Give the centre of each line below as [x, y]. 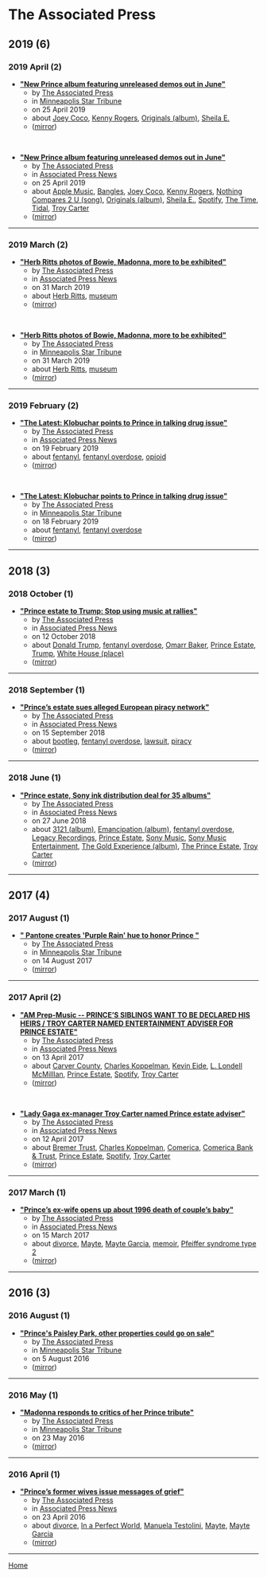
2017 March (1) [37, 1192]
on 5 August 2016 [60, 1358]
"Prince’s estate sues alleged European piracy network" [114, 708]
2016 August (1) [39, 1316]
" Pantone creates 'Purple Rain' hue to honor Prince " [109, 936]
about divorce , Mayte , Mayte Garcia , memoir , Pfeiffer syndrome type [144, 1244]
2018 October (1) [41, 594]
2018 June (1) [35, 778]
